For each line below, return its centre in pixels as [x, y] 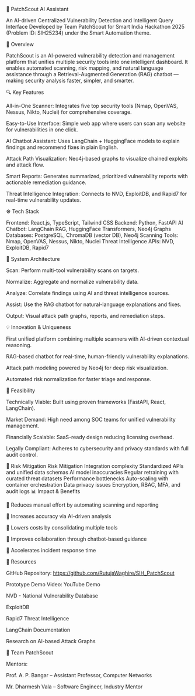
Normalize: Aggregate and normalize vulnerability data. [72, 282]
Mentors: [17, 664]
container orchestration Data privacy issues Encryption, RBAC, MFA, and [93, 485]
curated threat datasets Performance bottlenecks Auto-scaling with [87, 478]
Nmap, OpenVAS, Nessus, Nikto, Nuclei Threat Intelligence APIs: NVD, [90, 241]
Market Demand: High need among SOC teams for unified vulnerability [91, 420]
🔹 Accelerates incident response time [51, 550]
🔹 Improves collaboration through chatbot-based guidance [76, 539]
